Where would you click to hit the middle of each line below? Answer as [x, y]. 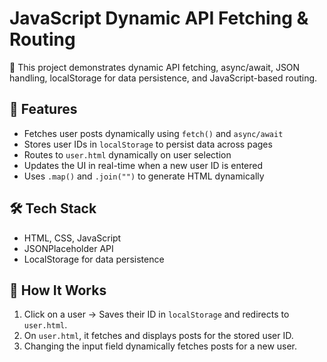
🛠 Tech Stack [53, 208]
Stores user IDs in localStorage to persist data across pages [148, 144]
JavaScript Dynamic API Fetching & [159, 18]
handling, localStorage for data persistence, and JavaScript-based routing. [163, 78]
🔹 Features [43, 109]
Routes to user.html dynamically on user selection [127, 154]
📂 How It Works [58, 290]
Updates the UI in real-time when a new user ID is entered [143, 165]
